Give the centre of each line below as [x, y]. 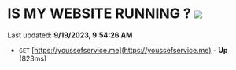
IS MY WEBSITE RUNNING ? [100, 14]
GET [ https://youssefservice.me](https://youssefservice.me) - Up [123, 50]
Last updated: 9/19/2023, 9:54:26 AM [70, 35]
